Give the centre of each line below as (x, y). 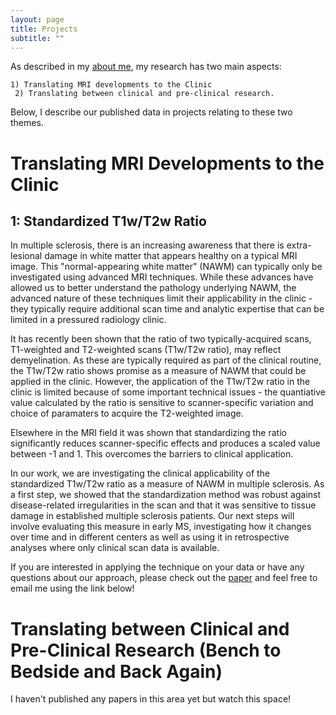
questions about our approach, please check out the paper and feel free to (164, 578)
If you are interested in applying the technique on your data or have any (157, 567)
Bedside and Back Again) (116, 671)
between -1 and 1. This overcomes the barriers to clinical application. (152, 454)
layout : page (37, 19)
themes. (27, 123)
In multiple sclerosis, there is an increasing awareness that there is (147, 245)
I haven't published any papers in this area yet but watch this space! (151, 699)
